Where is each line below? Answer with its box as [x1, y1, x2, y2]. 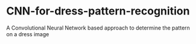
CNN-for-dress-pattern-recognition [6, 4, 190, 18]
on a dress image [6, 30, 49, 37]
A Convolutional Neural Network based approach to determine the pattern [6, 24, 190, 31]
